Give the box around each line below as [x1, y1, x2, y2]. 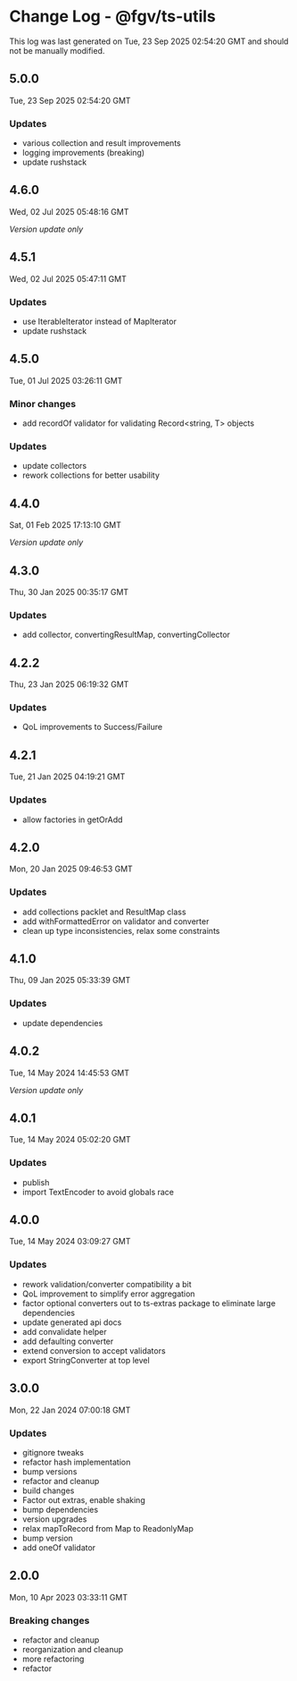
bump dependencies [21, 1504, 99, 1515]
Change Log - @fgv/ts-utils [9, 6, 217, 27]
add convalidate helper [21, 1326, 107, 1337]
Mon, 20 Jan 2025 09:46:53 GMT [9, 863, 134, 874]
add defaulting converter [21, 1336, 114, 1346]
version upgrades [21, 1514, 87, 1524]
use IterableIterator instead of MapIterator [21, 316, 177, 327]
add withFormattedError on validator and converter [21, 915, 210, 927]
